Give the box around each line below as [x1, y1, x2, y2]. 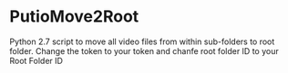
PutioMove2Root [9, 6, 139, 27]
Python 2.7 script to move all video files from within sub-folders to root [9, 36, 275, 47]
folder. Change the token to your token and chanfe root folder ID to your [9, 45, 280, 56]
